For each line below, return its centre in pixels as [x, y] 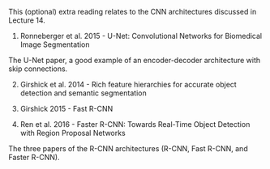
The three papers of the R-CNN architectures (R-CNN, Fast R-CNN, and [129, 148]
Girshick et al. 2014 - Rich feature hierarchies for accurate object [128, 84]
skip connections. [38, 69]
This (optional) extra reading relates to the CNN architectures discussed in [133, 12]
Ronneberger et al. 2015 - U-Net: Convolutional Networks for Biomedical [141, 36]
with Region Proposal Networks [73, 133]
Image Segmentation [55, 44]
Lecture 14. [27, 20]
